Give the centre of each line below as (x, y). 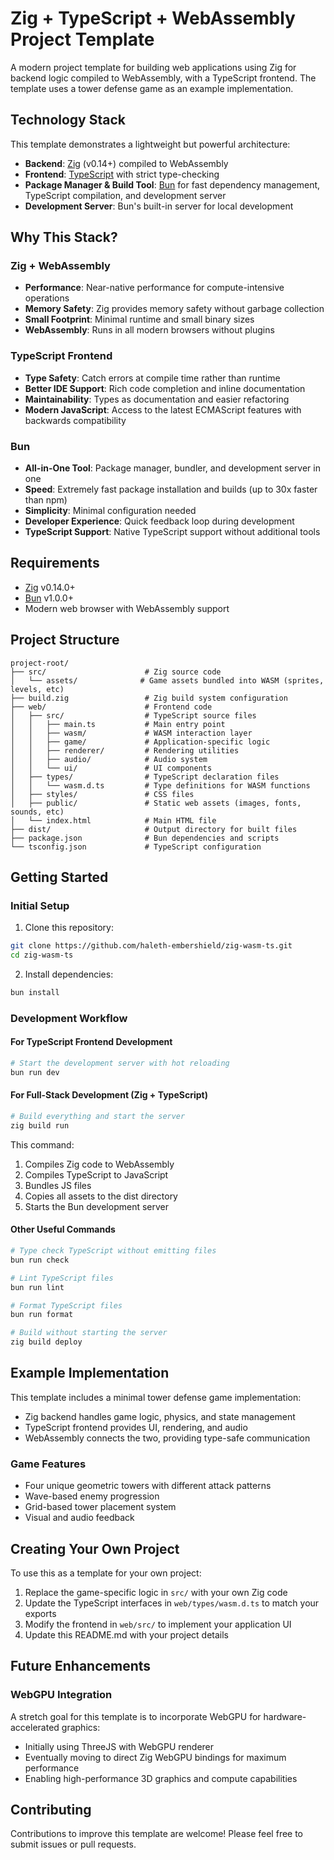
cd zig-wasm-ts (42, 955)
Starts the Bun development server (97, 1206)
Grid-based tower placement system (100, 1507)
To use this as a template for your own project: (106, 1573)
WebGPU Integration (61, 1695)
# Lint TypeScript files (62, 1278)
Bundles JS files (58, 1185)
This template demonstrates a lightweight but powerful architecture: (150, 144)
